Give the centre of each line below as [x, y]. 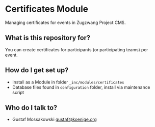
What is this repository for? [48, 38]
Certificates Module [47, 9]
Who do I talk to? [31, 108]
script [18, 92]
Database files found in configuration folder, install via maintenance [81, 87]
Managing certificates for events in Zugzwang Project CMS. [65, 22]
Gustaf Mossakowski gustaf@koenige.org [54, 119]
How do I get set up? [37, 70]
